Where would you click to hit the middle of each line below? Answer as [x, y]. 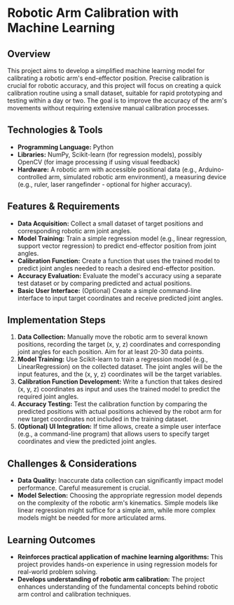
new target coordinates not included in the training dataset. [103, 419]
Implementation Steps [57, 320]
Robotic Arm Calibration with [93, 13]
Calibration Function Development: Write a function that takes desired [120, 382]
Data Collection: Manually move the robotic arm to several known [112, 337]
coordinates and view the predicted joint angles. [87, 441]
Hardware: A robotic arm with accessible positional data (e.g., [107, 169]
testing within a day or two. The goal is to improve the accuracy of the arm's [117, 100]
